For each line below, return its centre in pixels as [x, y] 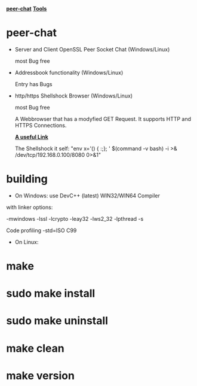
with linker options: [30, 207]
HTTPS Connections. [41, 125]
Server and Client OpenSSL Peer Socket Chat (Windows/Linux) [92, 49]
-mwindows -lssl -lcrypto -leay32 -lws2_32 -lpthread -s [75, 218]
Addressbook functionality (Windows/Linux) [69, 72]
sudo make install [51, 294]
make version [40, 376]
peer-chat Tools [27, 9]
